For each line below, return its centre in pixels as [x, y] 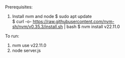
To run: [12, 36]
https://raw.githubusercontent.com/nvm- [74, 22]
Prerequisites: [19, 7]
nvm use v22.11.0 [29, 45]
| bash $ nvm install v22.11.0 [92, 27]
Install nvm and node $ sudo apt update [52, 16]
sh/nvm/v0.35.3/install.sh [37, 27]
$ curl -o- [22, 22]
